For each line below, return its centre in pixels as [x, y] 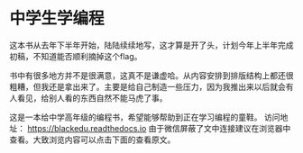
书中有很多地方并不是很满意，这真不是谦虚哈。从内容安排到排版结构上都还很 [151, 75]
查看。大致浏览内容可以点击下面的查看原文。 [92, 139]
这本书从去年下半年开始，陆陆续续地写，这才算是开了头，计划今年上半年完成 [151, 45]
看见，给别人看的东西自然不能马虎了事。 [92, 98]
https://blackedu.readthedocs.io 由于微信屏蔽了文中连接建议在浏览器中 [159, 128]
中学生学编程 [57, 18]
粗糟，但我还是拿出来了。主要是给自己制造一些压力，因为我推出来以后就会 [147, 86]
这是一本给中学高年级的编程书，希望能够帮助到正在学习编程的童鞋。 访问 [145, 117]
